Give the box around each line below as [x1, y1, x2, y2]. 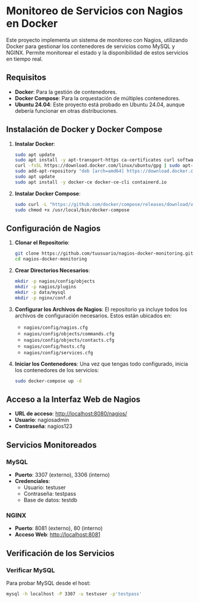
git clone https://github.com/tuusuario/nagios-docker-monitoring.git [14, 250, 194, 256]
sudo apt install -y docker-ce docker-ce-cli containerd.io [14, 179, 167, 185]
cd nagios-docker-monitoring [14, 256, 87, 262]
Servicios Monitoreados [6, 440, 97, 450]
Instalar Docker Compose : [14, 190, 81, 197]
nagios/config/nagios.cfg [23, 325, 88, 331]
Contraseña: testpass [23, 490, 76, 497]
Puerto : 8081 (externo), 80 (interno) [14, 525, 103, 532]
